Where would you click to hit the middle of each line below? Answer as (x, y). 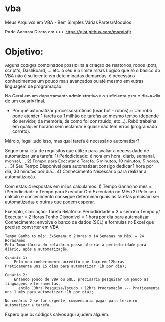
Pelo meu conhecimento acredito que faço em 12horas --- (74, 262)
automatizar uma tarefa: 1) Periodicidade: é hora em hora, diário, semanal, (80, 156)
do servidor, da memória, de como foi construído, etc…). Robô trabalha (84, 121)
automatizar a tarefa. (28, 305)
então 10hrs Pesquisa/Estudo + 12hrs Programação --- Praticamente (89, 288)
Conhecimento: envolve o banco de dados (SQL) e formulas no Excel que (80, 222)
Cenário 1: (16, 258)
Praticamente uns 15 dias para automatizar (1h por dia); (66, 266)
